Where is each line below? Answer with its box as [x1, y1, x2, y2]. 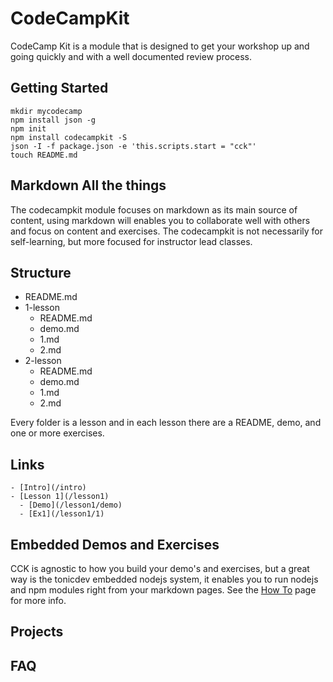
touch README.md [10, 150, 78, 160]
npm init [10, 123, 47, 134]
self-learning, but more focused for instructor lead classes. [10, 235, 253, 247]
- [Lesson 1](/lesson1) [10, 492, 110, 502]
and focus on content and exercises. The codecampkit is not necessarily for [10, 225, 323, 237]
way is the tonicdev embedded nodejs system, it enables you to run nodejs [10, 573, 319, 585]
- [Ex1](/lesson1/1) [19, 509, 105, 519]
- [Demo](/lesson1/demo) [19, 500, 123, 511]
